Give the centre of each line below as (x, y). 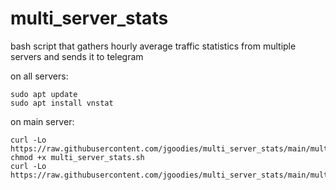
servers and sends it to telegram (77, 56)
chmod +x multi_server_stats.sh (77, 157)
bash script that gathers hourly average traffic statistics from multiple (153, 46)
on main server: (42, 121)
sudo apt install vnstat (62, 103)
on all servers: (39, 76)
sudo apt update (44, 94)
